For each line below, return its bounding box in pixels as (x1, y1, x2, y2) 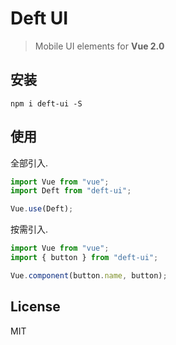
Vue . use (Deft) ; (10, 204, 74, 214)
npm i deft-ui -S (10, 98, 83, 109)
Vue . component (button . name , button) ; (10, 270, 168, 281)
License (10, 298, 61, 316)
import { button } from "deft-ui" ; (10, 253, 159, 263)
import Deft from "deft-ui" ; (10, 186, 132, 196)
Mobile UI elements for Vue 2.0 (34, 40, 165, 52)
